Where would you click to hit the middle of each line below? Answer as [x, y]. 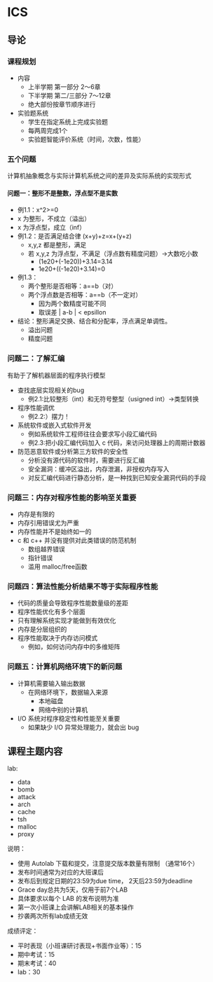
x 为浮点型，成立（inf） [51, 228]
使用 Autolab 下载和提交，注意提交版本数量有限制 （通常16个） [108, 864]
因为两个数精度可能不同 [72, 304]
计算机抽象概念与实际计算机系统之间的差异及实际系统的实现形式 [99, 176]
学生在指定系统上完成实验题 [68, 122]
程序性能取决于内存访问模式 [57, 638]
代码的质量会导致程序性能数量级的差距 [73, 603]
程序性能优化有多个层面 [51, 612]
